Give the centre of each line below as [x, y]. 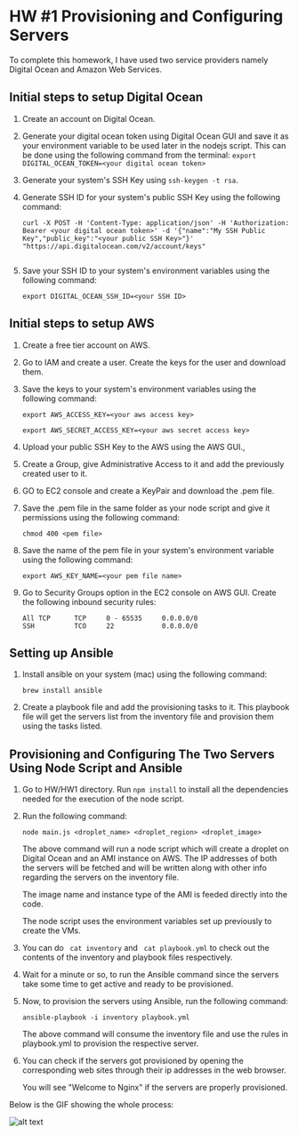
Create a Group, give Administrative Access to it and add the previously [153, 463]
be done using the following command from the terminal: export [139, 155]
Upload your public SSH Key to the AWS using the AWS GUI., [133, 447]
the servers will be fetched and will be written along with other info [144, 868]
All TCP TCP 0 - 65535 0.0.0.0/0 [110, 618]
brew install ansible [62, 691]
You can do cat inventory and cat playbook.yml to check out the [145, 948]
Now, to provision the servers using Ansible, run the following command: [155, 1002]
